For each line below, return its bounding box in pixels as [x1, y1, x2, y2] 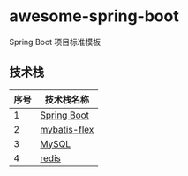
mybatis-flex [40, 123, 94, 135]
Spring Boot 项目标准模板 [9, 36, 102, 47]
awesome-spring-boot [9, 6, 179, 27]
